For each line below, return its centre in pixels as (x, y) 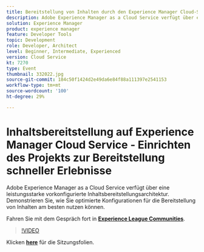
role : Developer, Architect (42, 46)
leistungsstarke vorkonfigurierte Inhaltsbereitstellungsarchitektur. (88, 194)
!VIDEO (30, 230)
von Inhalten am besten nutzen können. (56, 206)
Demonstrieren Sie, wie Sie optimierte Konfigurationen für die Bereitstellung (101, 200)
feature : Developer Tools (39, 35)
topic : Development (31, 40)
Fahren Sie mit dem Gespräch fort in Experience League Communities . (96, 219)
